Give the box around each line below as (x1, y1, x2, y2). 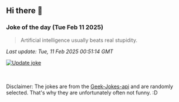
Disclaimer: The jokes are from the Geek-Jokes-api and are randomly (6, 83, 173, 90)
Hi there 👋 (6, 6, 43, 16)
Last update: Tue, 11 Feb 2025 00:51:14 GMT (6, 48, 113, 55)
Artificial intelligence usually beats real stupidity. (20, 36, 138, 44)
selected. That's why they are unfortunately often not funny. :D (6, 89, 158, 96)
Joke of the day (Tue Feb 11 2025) (6, 23, 104, 31)
